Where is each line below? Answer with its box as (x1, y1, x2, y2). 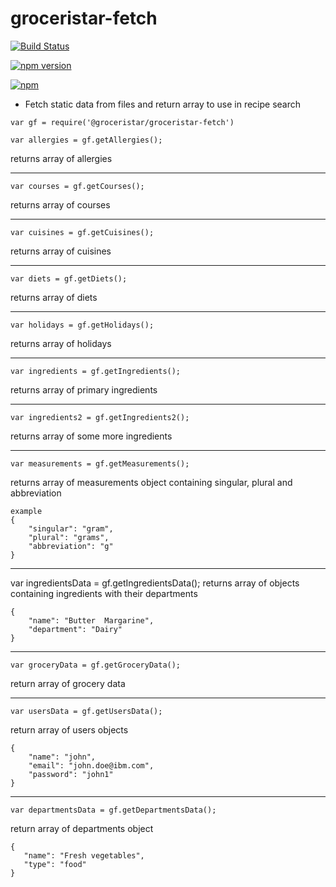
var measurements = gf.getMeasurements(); (10, 458, 190, 469)
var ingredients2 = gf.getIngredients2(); (10, 412, 190, 422)
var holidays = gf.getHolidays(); (10, 320, 155, 330)
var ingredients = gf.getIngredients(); (10, 366, 182, 376)
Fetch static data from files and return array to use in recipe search (24, 98, 302, 110)
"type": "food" (23, 859, 87, 869)
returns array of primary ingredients (10, 383, 158, 396)
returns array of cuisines (10, 245, 112, 257)
